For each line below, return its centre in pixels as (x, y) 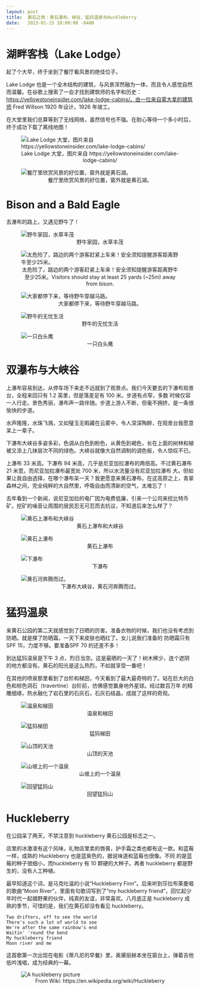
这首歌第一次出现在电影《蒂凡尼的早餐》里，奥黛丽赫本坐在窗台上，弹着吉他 (100, 955)
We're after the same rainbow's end (51, 928)
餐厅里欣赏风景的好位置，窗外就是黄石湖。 (100, 180)
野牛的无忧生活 (100, 324)
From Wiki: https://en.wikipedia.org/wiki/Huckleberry (100, 981)
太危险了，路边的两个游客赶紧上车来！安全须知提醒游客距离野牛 (100, 270)
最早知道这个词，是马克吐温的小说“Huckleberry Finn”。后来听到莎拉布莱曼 (97, 884)
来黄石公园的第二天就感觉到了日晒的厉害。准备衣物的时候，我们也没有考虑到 (100, 631)
